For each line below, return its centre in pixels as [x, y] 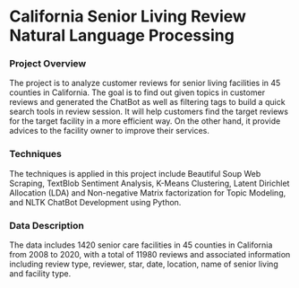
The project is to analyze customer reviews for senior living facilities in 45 [145, 83]
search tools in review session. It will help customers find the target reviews [149, 112]
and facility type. [40, 274]
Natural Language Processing [122, 35]
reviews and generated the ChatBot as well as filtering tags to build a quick [147, 102]
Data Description [47, 225]
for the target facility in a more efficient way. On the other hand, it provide [145, 121]
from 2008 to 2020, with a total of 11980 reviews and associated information [150, 255]
